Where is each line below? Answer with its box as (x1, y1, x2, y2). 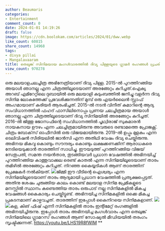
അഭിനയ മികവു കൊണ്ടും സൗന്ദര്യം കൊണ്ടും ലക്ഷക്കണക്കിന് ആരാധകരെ (5, 141, 152, 146)
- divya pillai (5, 52, 36, 58)
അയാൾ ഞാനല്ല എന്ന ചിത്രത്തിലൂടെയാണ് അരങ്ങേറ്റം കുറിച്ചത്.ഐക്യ (5, 85, 146, 91)
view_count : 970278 (5, 67, 45, 72)
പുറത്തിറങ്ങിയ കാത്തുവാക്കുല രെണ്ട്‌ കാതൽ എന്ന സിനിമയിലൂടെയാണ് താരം (5, 157, 159, 163)
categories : (5, 12, 29, 17)
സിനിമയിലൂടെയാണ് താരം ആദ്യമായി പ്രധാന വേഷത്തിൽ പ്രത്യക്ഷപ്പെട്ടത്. (5, 175, 153, 180)
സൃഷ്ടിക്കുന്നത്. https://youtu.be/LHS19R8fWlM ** (5, 220, 103, 226)
